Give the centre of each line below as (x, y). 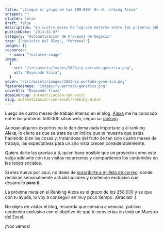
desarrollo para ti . (23, 183)
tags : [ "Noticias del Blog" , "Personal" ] (48, 41)
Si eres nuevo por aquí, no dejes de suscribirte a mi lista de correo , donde (79, 172)
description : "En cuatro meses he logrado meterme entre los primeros (78, 28)
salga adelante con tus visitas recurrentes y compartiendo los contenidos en (81, 158)
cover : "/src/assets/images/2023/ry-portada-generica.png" (66, 81)
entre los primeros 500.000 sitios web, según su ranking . (62, 119)
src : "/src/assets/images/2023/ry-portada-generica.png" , (73, 68)
